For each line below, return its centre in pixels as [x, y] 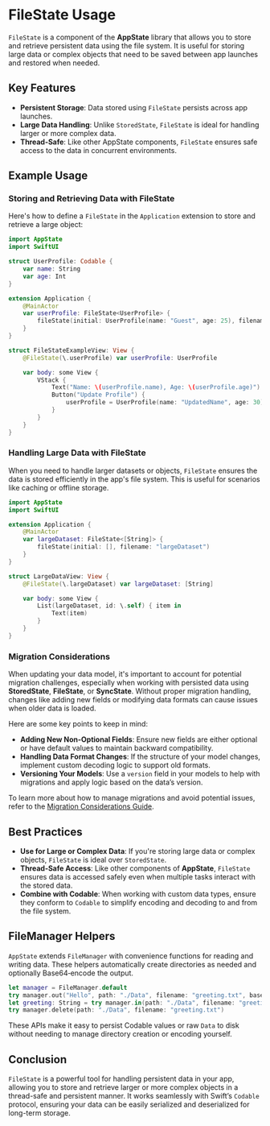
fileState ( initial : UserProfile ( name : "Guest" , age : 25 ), [136, 321]
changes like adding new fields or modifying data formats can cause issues [133, 700]
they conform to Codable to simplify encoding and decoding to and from [139, 902]
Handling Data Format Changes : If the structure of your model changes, [140, 757]
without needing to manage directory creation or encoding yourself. [121, 1034]
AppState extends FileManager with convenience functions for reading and [131, 955]
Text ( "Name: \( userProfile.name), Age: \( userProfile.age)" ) [156, 387]
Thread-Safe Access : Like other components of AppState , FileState [135, 868]
